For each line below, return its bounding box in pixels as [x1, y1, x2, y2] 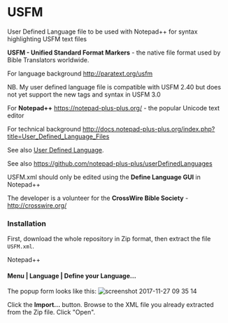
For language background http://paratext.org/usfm [7, 69, 153, 78]
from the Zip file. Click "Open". [7, 308, 96, 317]
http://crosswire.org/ [7, 201, 67, 210]
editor [7, 111, 24, 120]
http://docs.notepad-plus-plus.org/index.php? [83, 124, 215, 133]
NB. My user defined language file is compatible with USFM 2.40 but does [7, 82, 222, 91]
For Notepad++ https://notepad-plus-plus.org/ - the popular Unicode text [7, 103, 220, 112]
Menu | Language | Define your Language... [7, 271, 136, 280]
